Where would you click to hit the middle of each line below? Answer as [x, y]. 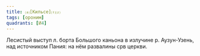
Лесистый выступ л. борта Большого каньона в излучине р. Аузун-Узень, [100, 40]
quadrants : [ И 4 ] [26, 23]
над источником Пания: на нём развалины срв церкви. [77, 46]
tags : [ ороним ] [25, 17]
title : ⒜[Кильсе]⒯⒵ [33, 12]
